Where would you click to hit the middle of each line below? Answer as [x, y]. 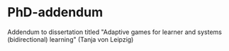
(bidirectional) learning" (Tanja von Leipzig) [71, 39]
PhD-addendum [55, 12]
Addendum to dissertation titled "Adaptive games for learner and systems [114, 32]
